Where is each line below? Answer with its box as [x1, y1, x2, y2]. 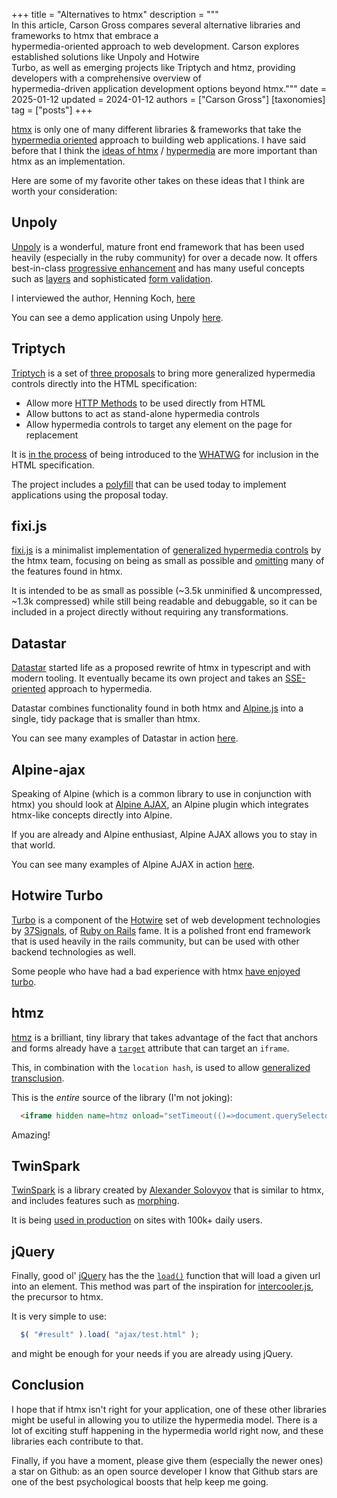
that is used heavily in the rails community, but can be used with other [11, 935, 300, 947]
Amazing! [11, 1129, 51, 1141]
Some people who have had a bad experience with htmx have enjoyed [11, 965, 301, 977]
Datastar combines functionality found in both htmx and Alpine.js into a [11, 702, 304, 714]
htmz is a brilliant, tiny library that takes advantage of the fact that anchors [11, 1031, 318, 1043]
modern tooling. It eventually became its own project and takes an [11, 672, 283, 684]
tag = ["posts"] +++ [11, 104, 93, 116]
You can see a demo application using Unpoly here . [11, 311, 224, 323]
